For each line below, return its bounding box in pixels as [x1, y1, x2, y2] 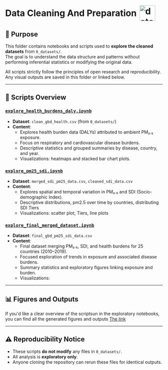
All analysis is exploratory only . [12, 353, 78, 359]
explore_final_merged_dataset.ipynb [5, 222, 94, 228]
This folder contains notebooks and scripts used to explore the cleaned [5, 43, 153, 49]
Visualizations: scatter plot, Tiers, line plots [19, 210, 108, 216]
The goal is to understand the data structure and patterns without [5, 54, 140, 59]
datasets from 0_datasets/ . [5, 48, 62, 54]
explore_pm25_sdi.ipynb [5, 168, 63, 173]
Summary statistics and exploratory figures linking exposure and [19, 264, 153, 270]
